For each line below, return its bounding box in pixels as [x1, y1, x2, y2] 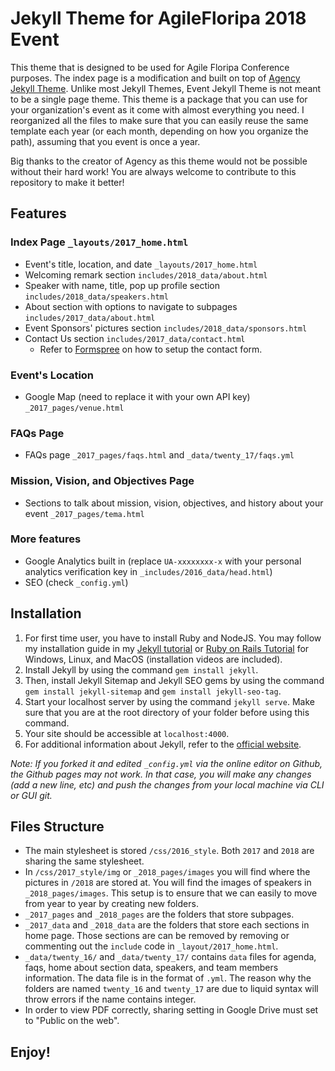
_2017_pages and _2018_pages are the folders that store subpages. [24, 908, 295, 921]
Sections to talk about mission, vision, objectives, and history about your [24, 497, 324, 509]
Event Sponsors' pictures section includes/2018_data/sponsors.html [24, 322, 308, 334]
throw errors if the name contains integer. [24, 993, 197, 1006]
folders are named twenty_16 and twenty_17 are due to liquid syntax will [24, 983, 319, 995]
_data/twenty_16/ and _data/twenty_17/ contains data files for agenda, [24, 951, 317, 963]
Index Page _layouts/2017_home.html [10, 235, 189, 249]
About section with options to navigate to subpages [24, 300, 238, 312]
